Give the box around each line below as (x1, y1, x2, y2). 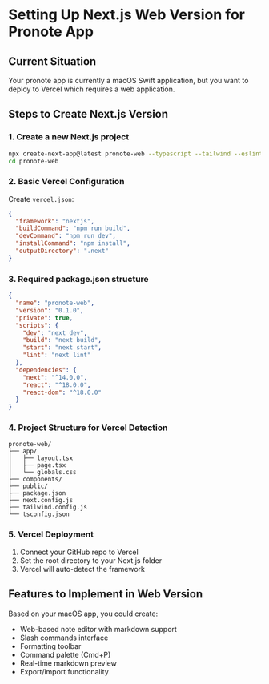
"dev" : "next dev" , (22, 328, 88, 337)
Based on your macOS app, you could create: (8, 609, 159, 618)
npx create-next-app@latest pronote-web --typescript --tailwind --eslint (8, 150, 263, 158)
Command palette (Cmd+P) (19, 650, 111, 659)
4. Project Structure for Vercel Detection (8, 422, 168, 433)
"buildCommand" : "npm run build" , (15, 224, 130, 233)
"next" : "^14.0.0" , (22, 373, 88, 381)
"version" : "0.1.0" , (15, 306, 84, 314)
